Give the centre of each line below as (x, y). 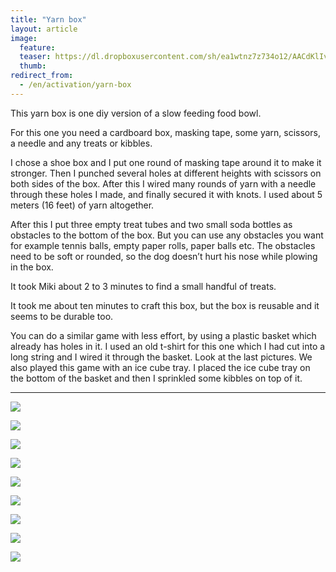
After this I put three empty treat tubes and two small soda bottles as (151, 224)
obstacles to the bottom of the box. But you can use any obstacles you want (167, 235)
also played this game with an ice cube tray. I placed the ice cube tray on (160, 367)
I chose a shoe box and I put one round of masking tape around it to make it (166, 162)
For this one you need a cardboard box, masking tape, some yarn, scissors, (165, 132)
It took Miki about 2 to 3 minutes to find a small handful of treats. (143, 286)
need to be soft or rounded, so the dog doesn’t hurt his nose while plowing (164, 256)
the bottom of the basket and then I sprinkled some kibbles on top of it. (156, 378)
